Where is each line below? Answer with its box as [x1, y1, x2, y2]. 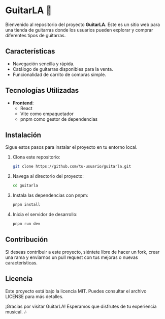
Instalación [5, 130, 42, 139]
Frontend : [12, 99, 34, 106]
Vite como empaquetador [20, 111, 74, 117]
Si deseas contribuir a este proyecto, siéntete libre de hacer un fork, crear [5, 249, 160, 255]
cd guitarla [12, 183, 38, 188]
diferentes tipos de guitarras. [5, 32, 66, 38]
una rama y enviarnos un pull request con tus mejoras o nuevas [5, 254, 138, 260]
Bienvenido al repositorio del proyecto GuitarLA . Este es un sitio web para [5, 21, 160, 28]
